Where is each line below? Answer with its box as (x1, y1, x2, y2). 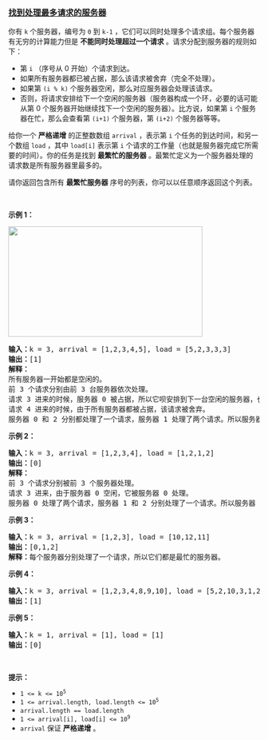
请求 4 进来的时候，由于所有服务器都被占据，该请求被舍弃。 (8, 405, 210, 414)
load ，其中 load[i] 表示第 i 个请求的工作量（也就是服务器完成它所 (30, 141, 252, 150)
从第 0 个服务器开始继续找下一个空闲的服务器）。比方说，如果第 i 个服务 (19, 104, 257, 113)
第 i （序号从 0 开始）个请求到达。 (19, 64, 134, 74)
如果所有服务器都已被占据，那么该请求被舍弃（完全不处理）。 (19, 74, 219, 83)
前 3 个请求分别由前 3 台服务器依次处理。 (8, 385, 153, 394)
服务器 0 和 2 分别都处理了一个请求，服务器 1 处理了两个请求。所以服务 (8, 415, 256, 424)
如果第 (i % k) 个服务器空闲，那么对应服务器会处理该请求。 (19, 84, 217, 93)
